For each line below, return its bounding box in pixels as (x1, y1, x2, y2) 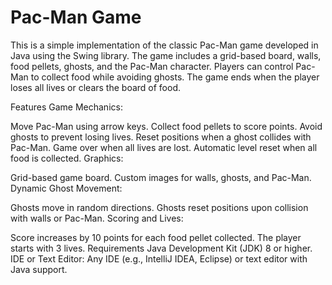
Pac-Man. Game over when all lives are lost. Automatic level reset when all (10, 141, 318, 153)
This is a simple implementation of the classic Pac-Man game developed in (10, 39, 319, 51)
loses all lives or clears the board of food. (10, 81, 182, 93)
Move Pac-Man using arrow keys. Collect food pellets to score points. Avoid (10, 120, 323, 132)
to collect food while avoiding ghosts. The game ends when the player (30, 71, 320, 83)
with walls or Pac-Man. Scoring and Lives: (10, 212, 184, 224)
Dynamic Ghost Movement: (10, 182, 123, 194)
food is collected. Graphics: (10, 152, 124, 164)
